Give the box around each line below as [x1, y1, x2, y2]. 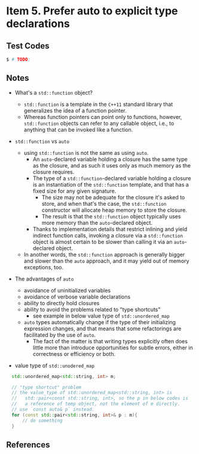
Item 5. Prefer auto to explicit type [6, 4, 178, 18]
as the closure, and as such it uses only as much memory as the [32, 162, 191, 169]
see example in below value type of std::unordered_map [32, 312, 170, 319]
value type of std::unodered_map [14, 362, 94, 369]
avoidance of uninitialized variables [23, 287, 111, 294]
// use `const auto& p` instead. [11, 407, 95, 413]
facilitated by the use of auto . [23, 331, 96, 339]
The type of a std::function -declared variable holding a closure [32, 175, 191, 182]
